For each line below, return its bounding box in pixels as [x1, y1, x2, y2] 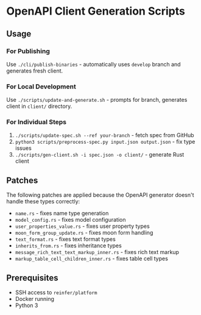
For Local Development [6, 82, 76, 91]
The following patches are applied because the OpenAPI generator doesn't [6, 191, 194, 199]
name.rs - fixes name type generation [15, 210, 109, 217]
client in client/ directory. [6, 102, 72, 110]
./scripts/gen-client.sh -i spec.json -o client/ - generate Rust [15, 151, 185, 158]
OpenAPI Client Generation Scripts [6, 4, 186, 18]
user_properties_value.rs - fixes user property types [15, 222, 150, 230]
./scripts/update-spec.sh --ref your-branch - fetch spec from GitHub [15, 132, 194, 139]
